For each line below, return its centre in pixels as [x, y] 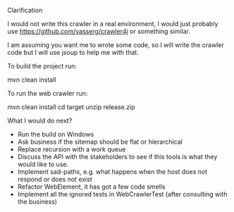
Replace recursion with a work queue [72, 149]
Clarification [25, 10]
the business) [37, 201]
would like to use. [43, 164]
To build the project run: [42, 66]
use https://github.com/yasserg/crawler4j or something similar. [99, 31]
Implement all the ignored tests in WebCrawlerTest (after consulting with [122, 194]
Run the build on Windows [56, 134]
